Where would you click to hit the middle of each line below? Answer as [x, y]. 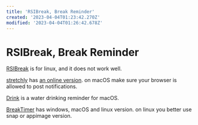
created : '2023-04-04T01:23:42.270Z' [53, 17]
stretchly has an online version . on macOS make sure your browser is [92, 80]
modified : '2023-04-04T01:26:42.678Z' [54, 23]
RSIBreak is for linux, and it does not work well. [64, 68]
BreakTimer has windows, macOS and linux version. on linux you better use [99, 110]
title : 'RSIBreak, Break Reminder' [51, 12]
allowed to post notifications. [42, 86]
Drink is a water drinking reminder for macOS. [63, 98]
